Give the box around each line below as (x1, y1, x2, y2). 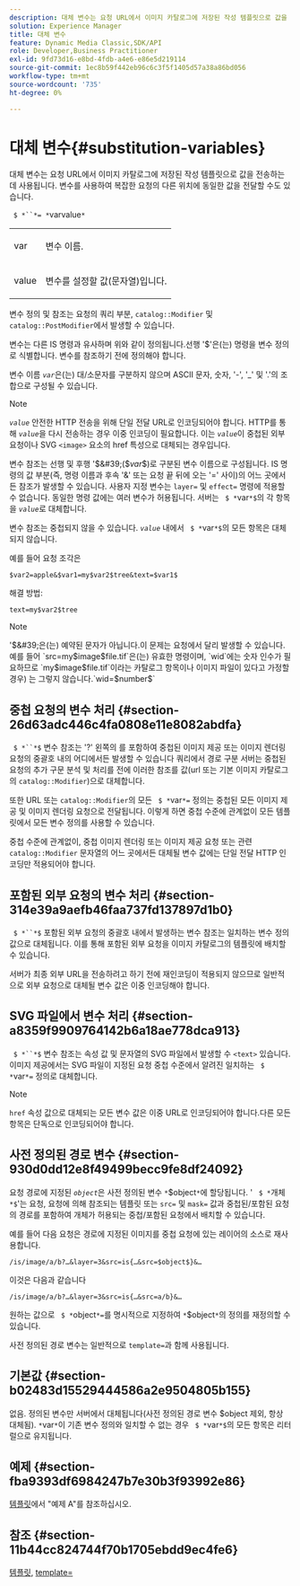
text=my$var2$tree (9, 605, 78, 615)
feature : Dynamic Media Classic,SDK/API (9, 38, 163, 48)
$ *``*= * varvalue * (13, 209, 86, 220)
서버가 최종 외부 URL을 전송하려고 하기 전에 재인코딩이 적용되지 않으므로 (9, 969, 261, 980)
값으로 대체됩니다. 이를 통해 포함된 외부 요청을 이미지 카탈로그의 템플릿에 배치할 (9, 938, 287, 949)
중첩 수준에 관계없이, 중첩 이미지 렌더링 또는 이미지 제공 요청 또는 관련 (9, 836, 253, 847)
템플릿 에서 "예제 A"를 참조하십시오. (9, 1499, 132, 1510)
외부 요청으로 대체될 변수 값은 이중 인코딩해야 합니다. (25, 980, 210, 991)
